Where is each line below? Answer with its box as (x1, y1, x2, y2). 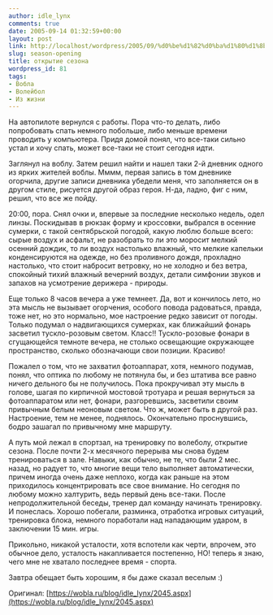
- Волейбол (8, 87, 45, 96)
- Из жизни (8, 95, 45, 103)
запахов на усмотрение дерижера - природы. (8, 278, 168, 288)
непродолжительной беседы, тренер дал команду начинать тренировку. (8, 498, 262, 508)
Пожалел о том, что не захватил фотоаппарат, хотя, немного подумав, (8, 362, 254, 371)
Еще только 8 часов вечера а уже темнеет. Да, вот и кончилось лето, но (8, 294, 262, 304)
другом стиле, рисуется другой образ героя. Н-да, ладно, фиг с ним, (8, 184, 248, 195)
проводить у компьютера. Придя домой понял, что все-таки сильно (8, 135, 246, 145)
